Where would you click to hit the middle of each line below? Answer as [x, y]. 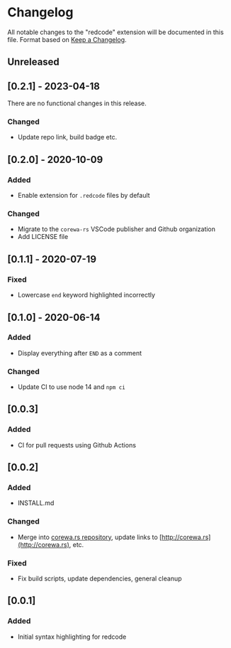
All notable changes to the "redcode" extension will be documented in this [116, 32]
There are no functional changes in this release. [77, 103]
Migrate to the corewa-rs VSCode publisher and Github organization [117, 229]
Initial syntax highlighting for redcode [72, 637]
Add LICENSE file [43, 237]
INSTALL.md [36, 503]
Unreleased [34, 62]
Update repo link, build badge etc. [67, 137]
